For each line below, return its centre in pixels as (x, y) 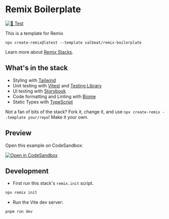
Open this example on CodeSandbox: (44, 145)
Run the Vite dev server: (38, 202)
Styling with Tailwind (34, 80)
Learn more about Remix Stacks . (39, 52)
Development (27, 171)
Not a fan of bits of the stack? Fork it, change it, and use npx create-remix (83, 112)
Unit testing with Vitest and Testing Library (57, 85)
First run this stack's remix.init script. (53, 183)
